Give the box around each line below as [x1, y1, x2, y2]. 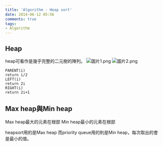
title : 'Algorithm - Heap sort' [5, 7, 72, 12]
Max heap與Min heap [5, 105, 73, 113]
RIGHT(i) [5, 85, 23, 90]
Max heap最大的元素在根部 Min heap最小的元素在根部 [5, 119, 116, 125]
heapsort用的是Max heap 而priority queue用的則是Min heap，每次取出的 [5, 129, 154, 135]
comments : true [5, 16, 37, 21]
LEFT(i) [5, 77, 21, 82]
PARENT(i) [5, 68, 26, 73]
